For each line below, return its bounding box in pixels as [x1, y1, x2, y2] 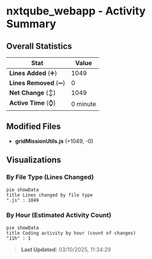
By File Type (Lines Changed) [6, 173, 94, 181]
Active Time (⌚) [9, 99, 56, 107]
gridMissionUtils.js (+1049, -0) [14, 137, 93, 145]
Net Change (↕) [9, 89, 56, 97]
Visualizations [6, 155, 62, 165]
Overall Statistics [6, 41, 72, 51]
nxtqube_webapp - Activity [6, 4, 146, 18]
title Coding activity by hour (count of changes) [6, 230, 136, 236]
